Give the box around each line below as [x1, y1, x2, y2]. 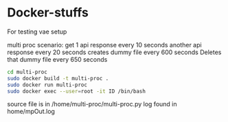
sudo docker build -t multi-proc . [7, 75, 109, 82]
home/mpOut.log [7, 108, 55, 116]
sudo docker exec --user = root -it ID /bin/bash [7, 88, 146, 95]
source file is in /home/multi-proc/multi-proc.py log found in [7, 100, 177, 108]
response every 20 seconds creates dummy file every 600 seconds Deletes [7, 48, 222, 56]
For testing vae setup [7, 27, 67, 36]
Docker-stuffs [7, 5, 89, 21]
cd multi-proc [7, 69, 48, 75]
